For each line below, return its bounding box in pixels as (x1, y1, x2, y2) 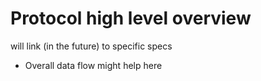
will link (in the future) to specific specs (10, 40, 173, 52)
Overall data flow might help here (24, 59, 163, 71)
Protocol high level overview (10, 7, 252, 30)
